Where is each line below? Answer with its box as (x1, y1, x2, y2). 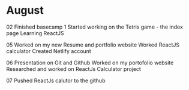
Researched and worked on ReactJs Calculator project (6, 65, 141, 72)
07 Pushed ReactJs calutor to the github (6, 77, 106, 84)
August (6, 4, 44, 17)
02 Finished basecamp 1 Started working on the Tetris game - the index (6, 23, 183, 30)
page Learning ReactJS (6, 29, 64, 36)
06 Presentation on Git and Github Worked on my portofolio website (6, 59, 174, 66)
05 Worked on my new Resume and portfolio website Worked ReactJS (6, 41, 180, 48)
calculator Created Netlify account (6, 47, 91, 54)
